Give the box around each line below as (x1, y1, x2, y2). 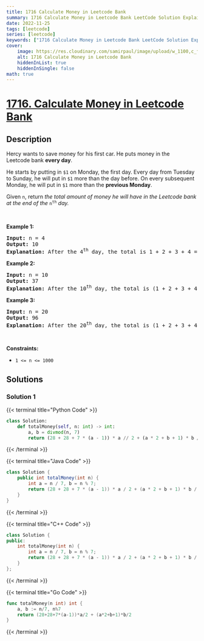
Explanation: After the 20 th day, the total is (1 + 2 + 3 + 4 (6, 320, 197, 328)
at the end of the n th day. (6, 200, 69, 207)
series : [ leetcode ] (6, 32, 56, 38)
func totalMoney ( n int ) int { (6, 600, 83, 606)
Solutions (6, 374, 44, 384)
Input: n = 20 (6, 308, 49, 315)
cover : (6, 43, 23, 49)
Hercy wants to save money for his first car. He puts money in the (6, 150, 170, 158)
